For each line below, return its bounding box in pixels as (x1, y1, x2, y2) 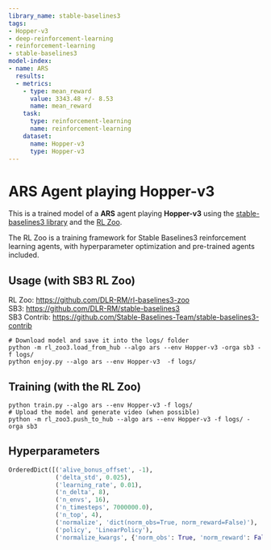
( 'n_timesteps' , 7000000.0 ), (55, 503, 153, 512)
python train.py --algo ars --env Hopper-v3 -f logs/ (8, 401, 194, 409)
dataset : (23, 132, 52, 140)
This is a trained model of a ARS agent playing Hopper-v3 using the (8, 209, 235, 218)
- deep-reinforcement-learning (8, 34, 114, 43)
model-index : (8, 57, 52, 66)
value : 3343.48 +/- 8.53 (29, 95, 114, 103)
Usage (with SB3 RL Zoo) (8, 273, 135, 287)
